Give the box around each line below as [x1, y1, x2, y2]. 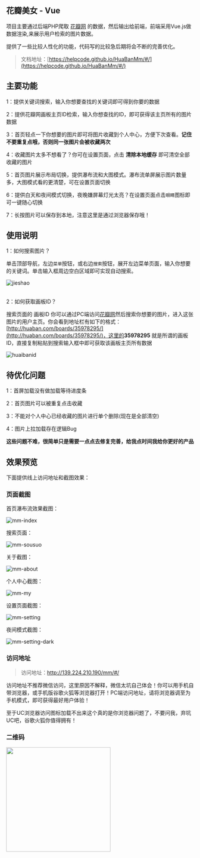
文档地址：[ [20, 55, 49, 63]
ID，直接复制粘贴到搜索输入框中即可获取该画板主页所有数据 [6, 340, 152, 347]
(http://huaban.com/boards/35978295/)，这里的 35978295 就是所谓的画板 [6, 332, 189, 339]
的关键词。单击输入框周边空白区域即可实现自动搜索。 [6, 267, 137, 274]
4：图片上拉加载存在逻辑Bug [6, 425, 77, 433]
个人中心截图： [6, 578, 43, 585]
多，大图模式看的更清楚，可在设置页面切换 [6, 178, 111, 186]
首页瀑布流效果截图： [6, 505, 58, 512]
